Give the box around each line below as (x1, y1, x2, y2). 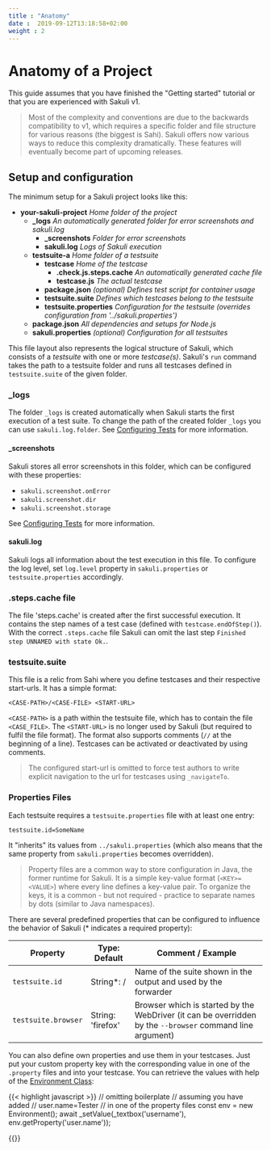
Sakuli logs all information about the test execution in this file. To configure (8, 554, 256, 564)
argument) (134, 1030, 175, 1041)
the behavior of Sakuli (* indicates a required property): (8, 923, 193, 933)
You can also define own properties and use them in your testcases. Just (8, 1050, 251, 1059)
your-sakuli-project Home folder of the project (19, 208, 177, 217)
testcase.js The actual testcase (56, 276, 163, 286)
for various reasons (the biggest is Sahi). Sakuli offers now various (27, 130, 250, 140)
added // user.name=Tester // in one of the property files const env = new (8, 1100, 254, 1110)
